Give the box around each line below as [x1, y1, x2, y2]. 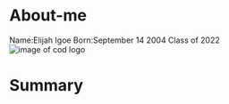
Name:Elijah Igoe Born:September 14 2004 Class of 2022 [9, 35, 221, 45]
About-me [9, 5, 88, 26]
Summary [9, 76, 83, 96]
